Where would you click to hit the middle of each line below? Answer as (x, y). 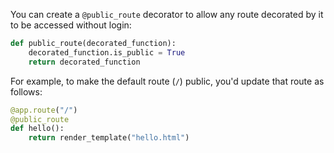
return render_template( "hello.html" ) (109, 138)
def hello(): (37, 129)
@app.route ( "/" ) (44, 110)
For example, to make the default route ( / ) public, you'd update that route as (167, 81)
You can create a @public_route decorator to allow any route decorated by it (167, 14)
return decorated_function (84, 62)
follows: (26, 91)
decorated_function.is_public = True (107, 52)
